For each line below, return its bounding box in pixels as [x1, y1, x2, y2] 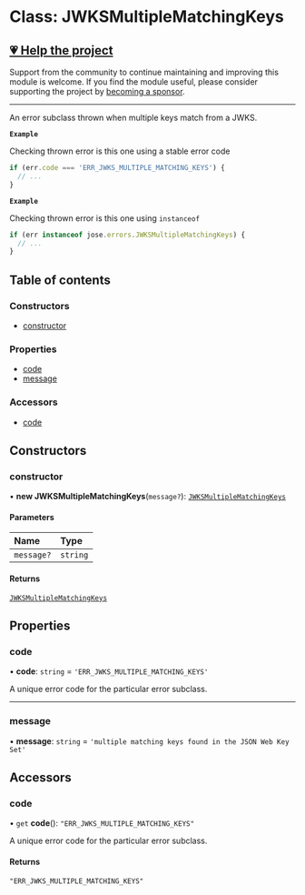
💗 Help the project [9, 43, 113, 58]
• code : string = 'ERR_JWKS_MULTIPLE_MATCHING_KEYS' [9, 666, 209, 677]
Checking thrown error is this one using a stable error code [9, 146, 231, 156]
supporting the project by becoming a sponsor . [9, 86, 185, 96]
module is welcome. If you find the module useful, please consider [9, 76, 259, 87]
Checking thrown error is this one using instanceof [9, 212, 201, 224]
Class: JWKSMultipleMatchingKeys [9, 6, 284, 27]
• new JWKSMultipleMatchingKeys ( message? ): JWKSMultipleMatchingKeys [9, 491, 286, 502]
